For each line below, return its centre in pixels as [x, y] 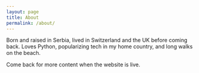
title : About [23, 17]
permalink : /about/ [31, 23]
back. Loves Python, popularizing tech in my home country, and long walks [99, 46]
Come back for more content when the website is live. [73, 65]
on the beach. [24, 53]
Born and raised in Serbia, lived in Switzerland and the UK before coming [97, 40]
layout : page [23, 12]
